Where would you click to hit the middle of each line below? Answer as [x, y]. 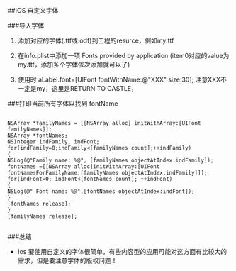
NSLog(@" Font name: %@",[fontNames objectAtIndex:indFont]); [101, 192]
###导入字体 [26, 26]
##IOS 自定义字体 [33, 10]
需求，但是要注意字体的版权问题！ [67, 260]
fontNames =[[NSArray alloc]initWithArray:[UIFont [84, 167]
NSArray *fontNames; [38, 135]
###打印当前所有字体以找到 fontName [63, 104]
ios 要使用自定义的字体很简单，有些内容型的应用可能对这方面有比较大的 [122, 251]
